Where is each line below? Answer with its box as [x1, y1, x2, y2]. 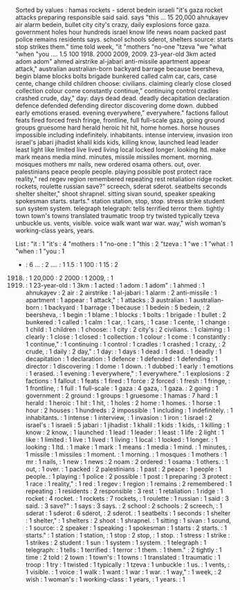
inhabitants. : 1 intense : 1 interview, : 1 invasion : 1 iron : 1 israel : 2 [25, 414, 212, 421]
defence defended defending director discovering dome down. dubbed [15, 102, 219, 109]
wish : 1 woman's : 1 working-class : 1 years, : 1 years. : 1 [25, 575, 186, 583]
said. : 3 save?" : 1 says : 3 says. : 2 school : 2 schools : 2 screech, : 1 [25, 501, 223, 510]
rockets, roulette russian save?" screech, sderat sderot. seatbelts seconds [15, 183, 228, 190]
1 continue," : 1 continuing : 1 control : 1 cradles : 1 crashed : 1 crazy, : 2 [25, 340, 226, 348]
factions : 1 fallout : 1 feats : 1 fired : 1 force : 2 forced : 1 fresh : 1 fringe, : [25, 377, 231, 385]
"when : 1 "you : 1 [15, 247, 65, 255]
